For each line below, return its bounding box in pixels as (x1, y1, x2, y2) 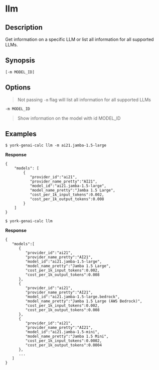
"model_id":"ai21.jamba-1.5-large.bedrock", (25, 295, 120, 300)
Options (5, 83, 31, 92)
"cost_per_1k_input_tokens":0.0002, (25, 338, 102, 343)
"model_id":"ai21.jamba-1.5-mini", (25, 330, 100, 335)
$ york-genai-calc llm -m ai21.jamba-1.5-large (5, 143, 107, 148)
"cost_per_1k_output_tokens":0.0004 (25, 343, 102, 348)
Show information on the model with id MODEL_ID (17, 115, 121, 121)
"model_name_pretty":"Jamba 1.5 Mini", (25, 334, 109, 339)
